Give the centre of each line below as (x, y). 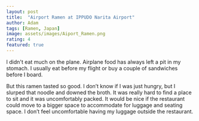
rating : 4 (19, 39)
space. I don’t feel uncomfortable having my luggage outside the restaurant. (100, 111)
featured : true (25, 45)
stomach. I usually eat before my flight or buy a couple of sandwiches (92, 68)
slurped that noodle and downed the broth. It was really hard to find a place (99, 92)
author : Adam (22, 23)
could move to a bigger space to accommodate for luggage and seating (94, 105)
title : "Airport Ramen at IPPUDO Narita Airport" (71, 17)
